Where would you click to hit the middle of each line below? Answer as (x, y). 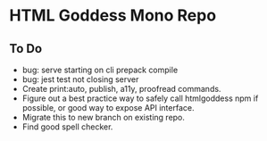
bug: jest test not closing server (80, 79)
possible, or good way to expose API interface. (108, 108)
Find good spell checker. (67, 127)
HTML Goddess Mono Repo (113, 16)
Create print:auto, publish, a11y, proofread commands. (121, 89)
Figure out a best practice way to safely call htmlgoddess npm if (140, 98)
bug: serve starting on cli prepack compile (100, 70)
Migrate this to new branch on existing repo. (104, 117)
